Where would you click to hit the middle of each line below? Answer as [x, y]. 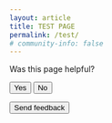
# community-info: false [56, 43]
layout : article [40, 18]
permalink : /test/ [44, 35]
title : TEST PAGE [42, 26]
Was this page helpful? [52, 69]
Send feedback [40, 108]
